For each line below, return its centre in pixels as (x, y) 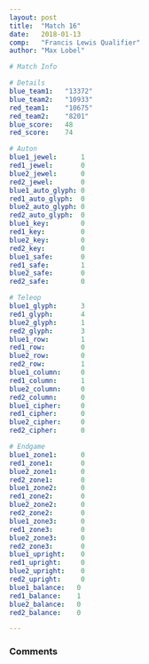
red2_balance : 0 (45, 612)
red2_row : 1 (47, 364)
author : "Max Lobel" (47, 51)
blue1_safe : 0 (47, 257)
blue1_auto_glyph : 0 (47, 190)
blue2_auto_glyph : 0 (47, 207)
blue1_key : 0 (47, 224)
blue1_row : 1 (47, 339)
